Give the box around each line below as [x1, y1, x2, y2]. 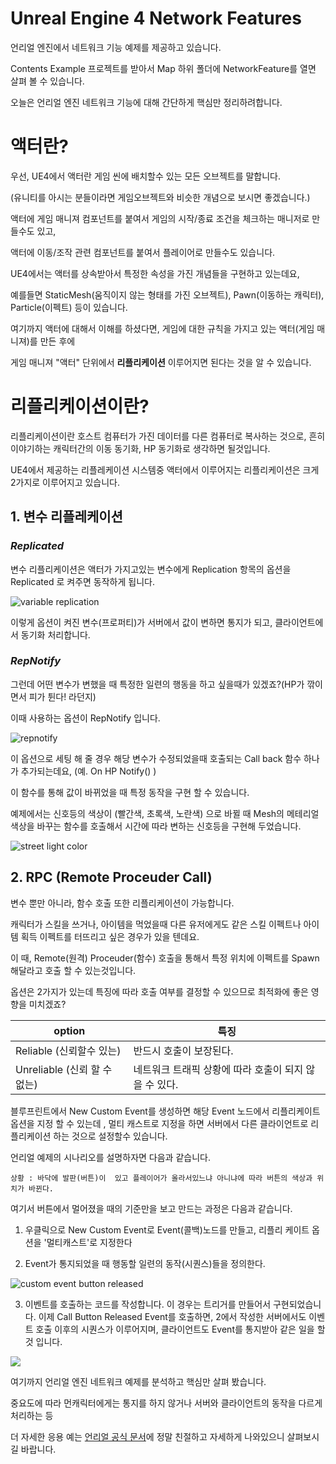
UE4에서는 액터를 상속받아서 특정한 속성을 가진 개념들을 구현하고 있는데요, [10, 267, 300, 279]
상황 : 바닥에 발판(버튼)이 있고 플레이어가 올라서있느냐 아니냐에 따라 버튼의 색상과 [10, 1173, 313, 1183]
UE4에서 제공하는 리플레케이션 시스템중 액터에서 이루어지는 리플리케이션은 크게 [10, 463, 320, 476]
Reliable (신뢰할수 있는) [15, 1043, 122, 1057]
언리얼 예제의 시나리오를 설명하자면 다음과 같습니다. [10, 1151, 211, 1163]
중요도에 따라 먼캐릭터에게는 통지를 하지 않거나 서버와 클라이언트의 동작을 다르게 [10, 1397, 323, 1409]
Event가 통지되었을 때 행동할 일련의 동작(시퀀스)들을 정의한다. [24, 1257, 266, 1269]
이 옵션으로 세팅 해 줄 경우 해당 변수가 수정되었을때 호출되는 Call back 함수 [10, 752, 302, 764]
